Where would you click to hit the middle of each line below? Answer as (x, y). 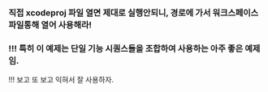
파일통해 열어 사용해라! (50, 24)
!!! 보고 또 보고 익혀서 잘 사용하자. (61, 80)
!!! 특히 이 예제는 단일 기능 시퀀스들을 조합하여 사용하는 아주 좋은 (126, 48)
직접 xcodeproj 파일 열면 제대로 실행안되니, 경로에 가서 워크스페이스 (134, 12)
